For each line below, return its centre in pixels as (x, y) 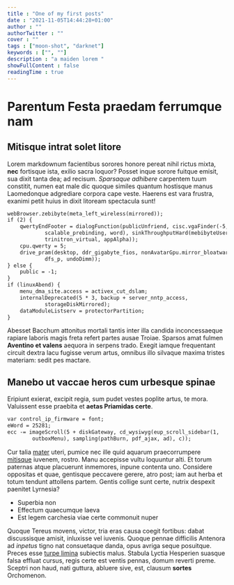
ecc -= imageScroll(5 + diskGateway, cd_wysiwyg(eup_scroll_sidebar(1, (113, 432)
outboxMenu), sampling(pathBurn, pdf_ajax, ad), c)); (112, 439)
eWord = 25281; (29, 426)
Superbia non (37, 502)
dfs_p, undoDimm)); (72, 259)
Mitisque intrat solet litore (64, 147)
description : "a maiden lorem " (56, 59)
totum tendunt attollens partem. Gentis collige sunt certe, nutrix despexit (111, 481)
